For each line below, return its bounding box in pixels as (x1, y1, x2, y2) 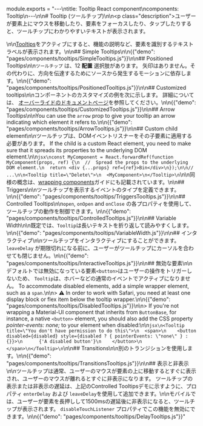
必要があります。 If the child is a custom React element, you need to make (6, 140, 191, 147)
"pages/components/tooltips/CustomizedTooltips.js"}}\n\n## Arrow (6, 106, 175, 113)
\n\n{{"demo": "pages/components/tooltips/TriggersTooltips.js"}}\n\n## (6, 193, 186, 200)
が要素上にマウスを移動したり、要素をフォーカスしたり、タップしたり (6, 20, 181, 27)
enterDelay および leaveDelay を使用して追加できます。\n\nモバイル (23, 390, 191, 397)
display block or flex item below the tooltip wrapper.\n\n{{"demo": (6, 296, 171, 303)
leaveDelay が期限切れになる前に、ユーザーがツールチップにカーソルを (6, 245, 184, 251)
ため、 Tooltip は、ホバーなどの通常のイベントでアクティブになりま (16, 275, 186, 282)
